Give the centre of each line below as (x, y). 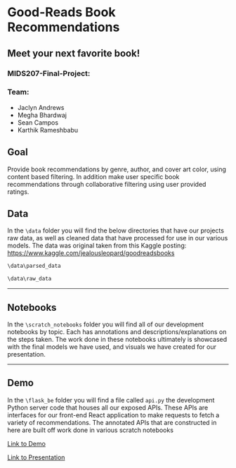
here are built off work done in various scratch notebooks (91, 430)
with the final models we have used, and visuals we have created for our (112, 347)
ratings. (18, 192)
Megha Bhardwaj (42, 115)
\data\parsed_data (34, 266)
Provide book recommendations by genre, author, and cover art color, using (117, 169)
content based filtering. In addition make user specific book (93, 176)
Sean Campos (38, 122)
